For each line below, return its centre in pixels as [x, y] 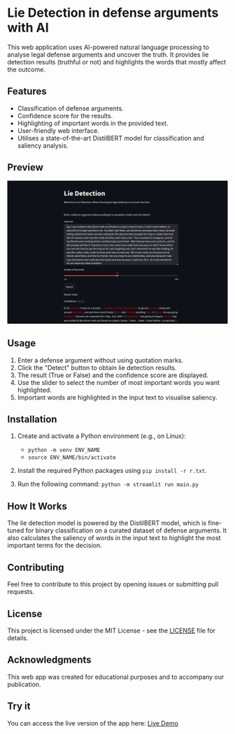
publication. [24, 684]
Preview [26, 168]
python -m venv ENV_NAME [64, 450]
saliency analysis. [43, 146]
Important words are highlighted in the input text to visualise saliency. [117, 397]
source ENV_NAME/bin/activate [72, 458]
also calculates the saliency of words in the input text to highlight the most [114, 538]
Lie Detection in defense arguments [113, 13]
